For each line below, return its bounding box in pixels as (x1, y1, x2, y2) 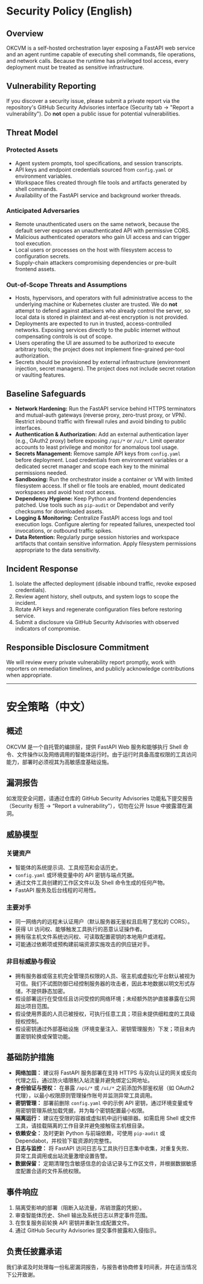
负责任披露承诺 (6, 1246, 62, 1256)
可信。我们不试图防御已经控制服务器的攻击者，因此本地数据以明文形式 (14, 980, 190, 987)
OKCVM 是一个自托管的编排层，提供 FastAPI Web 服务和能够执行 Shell (6, 743, 182, 751)
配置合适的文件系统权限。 (20, 1167, 85, 1175)
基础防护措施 (6, 1052, 54, 1063)
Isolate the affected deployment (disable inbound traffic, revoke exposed (14, 579, 196, 587)
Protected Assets (6, 146, 59, 154)
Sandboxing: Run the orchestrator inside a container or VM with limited (14, 475, 193, 483)
